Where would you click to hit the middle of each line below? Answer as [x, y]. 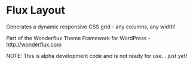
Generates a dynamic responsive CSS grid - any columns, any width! [91, 27]
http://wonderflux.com [34, 44]
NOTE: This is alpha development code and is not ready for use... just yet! [97, 56]
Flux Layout [36, 10]
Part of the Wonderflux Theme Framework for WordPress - [79, 38]
